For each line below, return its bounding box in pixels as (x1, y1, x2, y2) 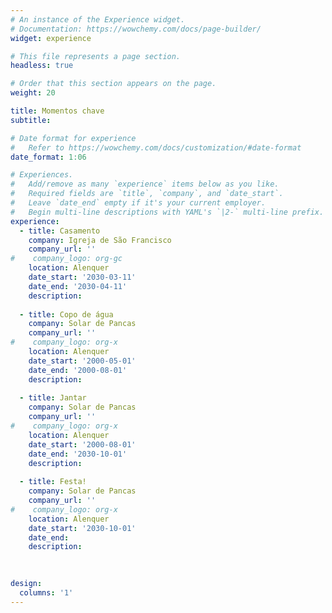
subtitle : (10, 115, 52, 125)
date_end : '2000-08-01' (28, 365, 128, 375)
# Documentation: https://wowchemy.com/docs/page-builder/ (10, 24, 262, 34)
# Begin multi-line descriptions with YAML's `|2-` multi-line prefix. (10, 207, 325, 217)
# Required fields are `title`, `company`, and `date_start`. (10, 189, 284, 199)
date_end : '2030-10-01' (28, 449, 128, 459)
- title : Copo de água (19, 309, 114, 320)
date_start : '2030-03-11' (28, 272, 137, 282)
